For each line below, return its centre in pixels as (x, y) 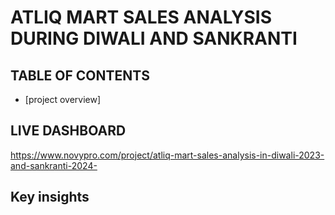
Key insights (50, 197)
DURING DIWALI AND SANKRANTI (154, 38)
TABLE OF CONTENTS (80, 75)
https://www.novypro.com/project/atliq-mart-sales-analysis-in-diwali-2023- (167, 155)
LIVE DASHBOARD (68, 131)
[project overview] (63, 99)
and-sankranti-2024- (54, 165)
